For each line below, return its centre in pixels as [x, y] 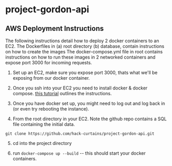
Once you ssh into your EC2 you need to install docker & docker [80, 88]
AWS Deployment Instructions [55, 29]
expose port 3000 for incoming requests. [49, 62]
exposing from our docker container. [51, 78]
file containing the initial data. [44, 124]
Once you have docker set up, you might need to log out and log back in [89, 103]
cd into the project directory [42, 143]
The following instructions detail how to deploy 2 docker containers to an [82, 41]
